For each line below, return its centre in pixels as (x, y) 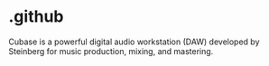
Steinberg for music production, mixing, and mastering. (111, 51)
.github (36, 17)
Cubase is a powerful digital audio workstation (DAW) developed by (134, 42)
